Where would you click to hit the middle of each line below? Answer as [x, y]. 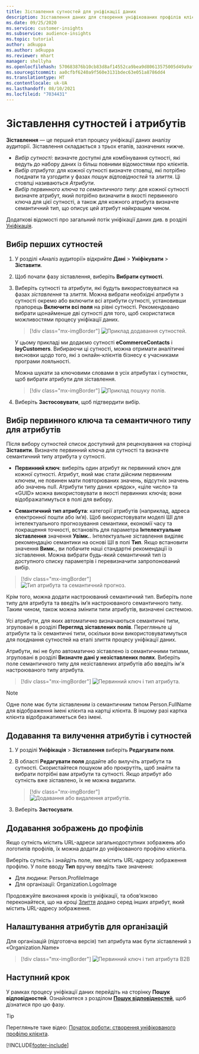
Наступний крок [38, 978]
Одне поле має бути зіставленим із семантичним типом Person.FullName [99, 705]
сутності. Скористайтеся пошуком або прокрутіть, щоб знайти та [97, 768]
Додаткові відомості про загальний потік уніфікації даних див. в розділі [97, 219]
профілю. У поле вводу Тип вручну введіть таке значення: [80, 866]
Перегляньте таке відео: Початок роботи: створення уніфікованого [91, 1027]
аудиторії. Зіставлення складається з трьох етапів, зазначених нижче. [95, 146]
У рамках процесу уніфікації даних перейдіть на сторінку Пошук [88, 992]
